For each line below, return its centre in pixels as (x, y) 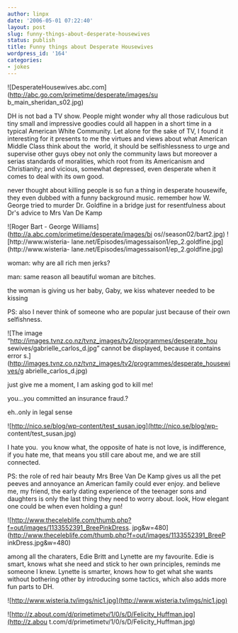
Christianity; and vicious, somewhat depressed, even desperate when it (112, 168)
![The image (25, 333)
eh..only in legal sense (40, 412)
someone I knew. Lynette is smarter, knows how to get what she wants (110, 571)
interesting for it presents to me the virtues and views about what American (117, 139)
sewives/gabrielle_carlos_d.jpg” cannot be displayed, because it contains (114, 348)
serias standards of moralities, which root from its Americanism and (106, 161)
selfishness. (25, 319)
